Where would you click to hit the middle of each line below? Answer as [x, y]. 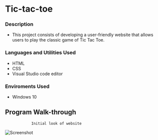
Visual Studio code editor [38, 74]
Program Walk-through [41, 112]
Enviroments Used [27, 86]
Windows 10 [24, 97]
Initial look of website [56, 123]
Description [19, 24]
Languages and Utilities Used [40, 53]
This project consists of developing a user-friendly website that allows [83, 35]
